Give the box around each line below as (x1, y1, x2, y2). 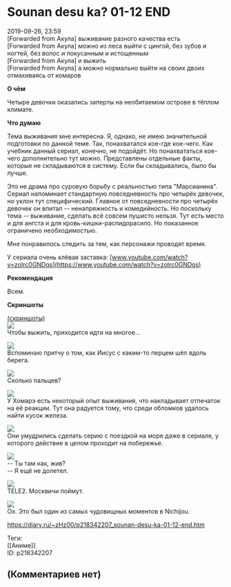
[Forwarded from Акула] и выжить (7, 56, 107, 64)
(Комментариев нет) (7, 568, 101, 581)
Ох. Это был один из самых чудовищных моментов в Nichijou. (7, 507, 190, 515)
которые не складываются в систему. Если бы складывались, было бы (7, 161, 217, 169)
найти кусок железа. (7, 411, 68, 419)
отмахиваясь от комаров (7, 71, 81, 80)
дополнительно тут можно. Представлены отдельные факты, (21, 153, 202, 162)
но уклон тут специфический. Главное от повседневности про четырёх (7, 196, 219, 205)
